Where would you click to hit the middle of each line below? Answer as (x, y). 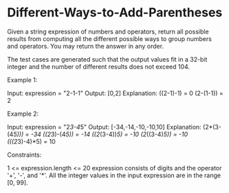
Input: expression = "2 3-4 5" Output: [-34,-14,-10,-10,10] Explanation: (104, 127)
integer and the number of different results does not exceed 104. (99, 66)
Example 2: (23, 114)
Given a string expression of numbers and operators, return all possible (108, 31)
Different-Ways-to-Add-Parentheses (115, 13)
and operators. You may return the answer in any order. (85, 46)
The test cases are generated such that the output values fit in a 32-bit (107, 59)
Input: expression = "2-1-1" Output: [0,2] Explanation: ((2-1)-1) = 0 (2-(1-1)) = (115, 93)
